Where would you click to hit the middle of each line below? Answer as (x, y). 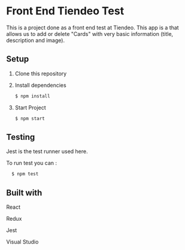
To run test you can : (31, 163)
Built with (24, 193)
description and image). (35, 40)
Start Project (30, 107)
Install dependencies (41, 85)
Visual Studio (22, 242)
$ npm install (32, 96)
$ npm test (25, 174)
